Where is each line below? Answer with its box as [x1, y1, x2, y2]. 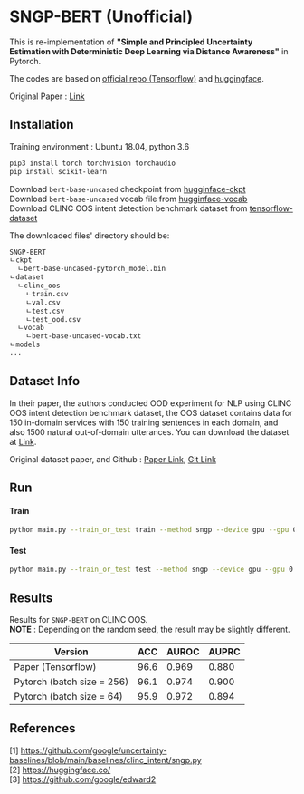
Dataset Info [9, 373, 81, 389]
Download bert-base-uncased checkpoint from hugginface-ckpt [9, 183, 246, 194]
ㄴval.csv [25, 297, 61, 307]
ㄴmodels [9, 340, 41, 350]
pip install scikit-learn [9, 167, 107, 176]
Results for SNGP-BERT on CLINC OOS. [9, 615, 148, 625]
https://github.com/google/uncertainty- [20, 745, 167, 756]
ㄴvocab [17, 324, 45, 333]
